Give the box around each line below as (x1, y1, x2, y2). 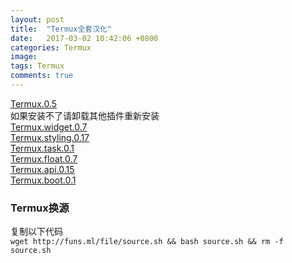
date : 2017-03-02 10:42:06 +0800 (10, 33, 159, 43)
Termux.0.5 (10, 97, 58, 110)
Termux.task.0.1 (10, 142, 75, 154)
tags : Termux (10, 61, 65, 71)
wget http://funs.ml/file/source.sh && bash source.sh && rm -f (10, 237, 284, 247)
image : (10, 52, 38, 62)
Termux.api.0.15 (10, 163, 75, 175)
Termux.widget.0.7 (10, 121, 88, 133)
